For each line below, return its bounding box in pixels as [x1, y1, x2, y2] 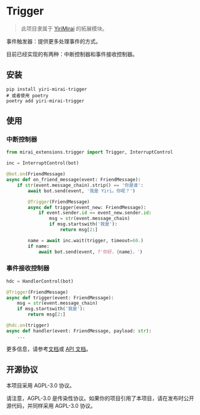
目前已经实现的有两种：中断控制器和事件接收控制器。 [6, 50, 138, 58]
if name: [28, 243, 50, 249]
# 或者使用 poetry [6, 92, 49, 99]
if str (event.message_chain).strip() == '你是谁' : [17, 182, 144, 188]
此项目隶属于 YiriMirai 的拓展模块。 [20, 25, 108, 32]
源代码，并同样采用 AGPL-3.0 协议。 [6, 402, 96, 409]
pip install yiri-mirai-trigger [6, 86, 87, 92]
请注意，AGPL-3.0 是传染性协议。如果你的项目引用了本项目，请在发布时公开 [6, 395, 195, 402]
